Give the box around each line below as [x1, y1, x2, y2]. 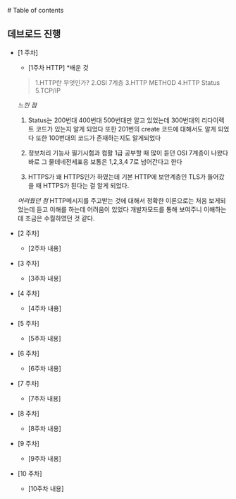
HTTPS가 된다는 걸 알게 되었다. [43, 181, 130, 189]
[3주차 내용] [27, 274, 61, 282]
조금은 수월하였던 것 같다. [25, 213, 95, 222]
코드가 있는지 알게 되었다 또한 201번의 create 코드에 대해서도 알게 [35, 124, 216, 133]
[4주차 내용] [27, 304, 62, 312]
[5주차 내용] [27, 334, 61, 342]
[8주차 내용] [27, 424, 61, 433]
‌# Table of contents [7, 6, 64, 14]
